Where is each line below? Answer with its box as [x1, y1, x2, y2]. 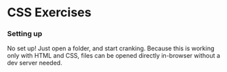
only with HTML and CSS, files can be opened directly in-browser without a [7, 52, 221, 60]
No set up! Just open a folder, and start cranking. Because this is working [7, 44, 215, 52]
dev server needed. [7, 59, 63, 67]
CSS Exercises [7, 5, 92, 20]
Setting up [7, 29, 43, 39]
